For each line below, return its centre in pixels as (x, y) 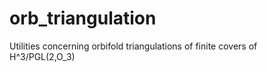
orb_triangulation (83, 18)
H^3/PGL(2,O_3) (42, 56)
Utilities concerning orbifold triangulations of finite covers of (133, 46)
